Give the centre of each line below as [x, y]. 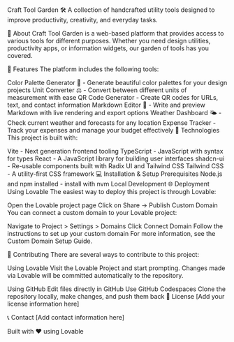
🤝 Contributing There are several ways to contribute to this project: [103, 254]
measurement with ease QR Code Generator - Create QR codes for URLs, [113, 97]
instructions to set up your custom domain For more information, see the [111, 233]
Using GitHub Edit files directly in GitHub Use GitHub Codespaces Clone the [116, 289]
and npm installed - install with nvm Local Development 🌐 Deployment [108, 184]
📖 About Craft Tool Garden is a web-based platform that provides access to [116, 33]
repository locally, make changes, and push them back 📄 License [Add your [116, 296]
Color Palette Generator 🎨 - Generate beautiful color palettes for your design [117, 83]
